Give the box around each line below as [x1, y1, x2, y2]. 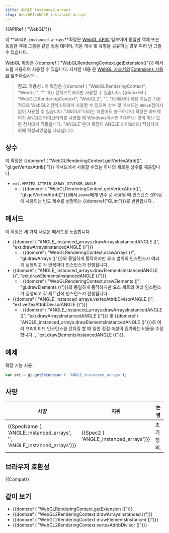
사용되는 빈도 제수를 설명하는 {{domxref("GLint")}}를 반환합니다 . [25, 198, 154, 204]
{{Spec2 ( [81, 429, 105, 436]
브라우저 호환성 [5, 463, 50, 471]
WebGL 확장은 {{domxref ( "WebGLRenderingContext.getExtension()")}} [5, 60, 154, 66]
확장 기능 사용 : [5, 362, 35, 368]
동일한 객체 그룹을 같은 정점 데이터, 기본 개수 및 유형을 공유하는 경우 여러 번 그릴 [5, 42, 162, 48]
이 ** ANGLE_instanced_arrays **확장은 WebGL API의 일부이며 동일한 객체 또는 [5, 36, 159, 42]
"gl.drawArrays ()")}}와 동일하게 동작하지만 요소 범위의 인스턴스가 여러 [20, 255, 160, 261]
